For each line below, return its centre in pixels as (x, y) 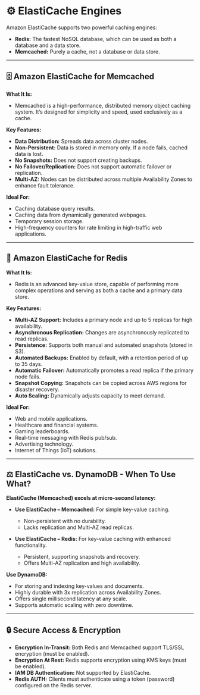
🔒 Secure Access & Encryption (63, 630)
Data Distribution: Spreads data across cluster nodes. (81, 141)
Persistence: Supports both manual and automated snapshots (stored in (104, 345)
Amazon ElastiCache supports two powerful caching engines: (82, 27)
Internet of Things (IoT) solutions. (56, 450)
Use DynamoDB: (27, 575)
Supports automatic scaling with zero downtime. (74, 605)
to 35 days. (29, 364)
